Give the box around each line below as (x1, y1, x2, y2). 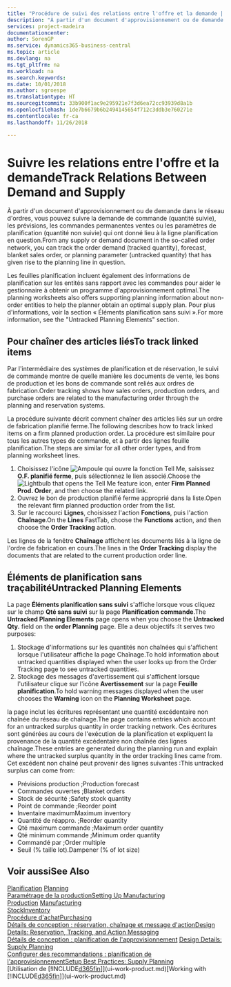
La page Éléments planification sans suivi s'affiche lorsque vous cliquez (7, 601, 216, 609)
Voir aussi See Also (7, 866, 90, 877)
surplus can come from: (7, 766, 75, 775)
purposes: (7, 630, 37, 638)
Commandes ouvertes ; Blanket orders (17, 787, 125, 795)
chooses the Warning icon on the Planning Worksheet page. (17, 695, 192, 703)
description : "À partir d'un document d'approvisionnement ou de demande (7, 17, 224, 23)
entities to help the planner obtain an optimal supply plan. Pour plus (23, 301, 216, 309)
